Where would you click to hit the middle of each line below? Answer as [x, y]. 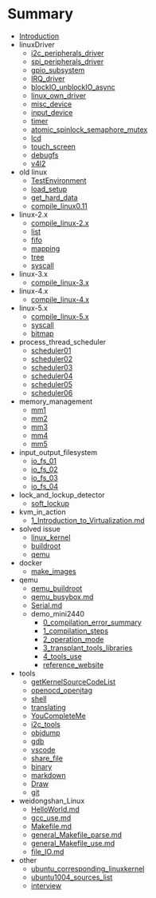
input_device [52, 112]
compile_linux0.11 [59, 206]
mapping [45, 248]
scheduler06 [52, 393]
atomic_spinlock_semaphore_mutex [89, 130]
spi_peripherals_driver [67, 62]
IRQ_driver [48, 78]
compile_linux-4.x [60, 299]
